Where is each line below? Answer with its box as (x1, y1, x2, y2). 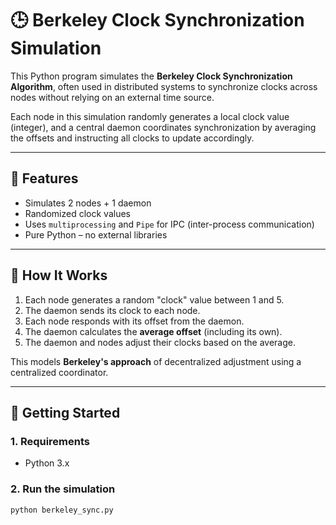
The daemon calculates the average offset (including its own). (24, 325, 283, 337)
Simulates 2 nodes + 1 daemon (24, 197, 152, 209)
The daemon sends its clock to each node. (24, 304, 201, 316)
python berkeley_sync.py (10, 505, 114, 515)
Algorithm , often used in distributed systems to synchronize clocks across (10, 80, 318, 92)
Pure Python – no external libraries (24, 228, 168, 241)
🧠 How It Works (10, 267, 108, 284)
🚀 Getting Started (10, 404, 121, 421)
